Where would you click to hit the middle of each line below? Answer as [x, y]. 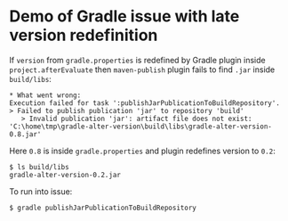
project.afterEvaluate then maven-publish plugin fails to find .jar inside [142, 70]
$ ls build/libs [39, 167]
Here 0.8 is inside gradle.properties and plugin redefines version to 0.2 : [142, 151]
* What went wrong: [45, 95]
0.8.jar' [25, 134]
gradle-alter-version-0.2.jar [65, 175]
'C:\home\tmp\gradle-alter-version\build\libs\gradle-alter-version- [141, 127]
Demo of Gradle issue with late [124, 16]
